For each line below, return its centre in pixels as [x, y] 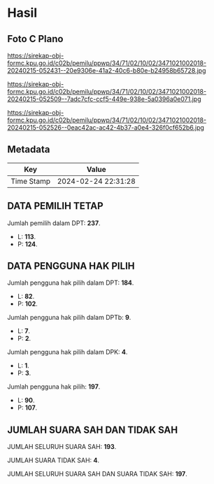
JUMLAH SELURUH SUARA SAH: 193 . [62, 447]
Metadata [29, 150]
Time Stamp [31, 181]
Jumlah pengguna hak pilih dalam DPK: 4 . [67, 352]
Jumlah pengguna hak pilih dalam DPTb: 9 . [69, 318]
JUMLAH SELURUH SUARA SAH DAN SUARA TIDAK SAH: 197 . [97, 474]
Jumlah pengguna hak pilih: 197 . [54, 386]
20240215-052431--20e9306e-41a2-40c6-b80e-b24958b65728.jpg [107, 70]
